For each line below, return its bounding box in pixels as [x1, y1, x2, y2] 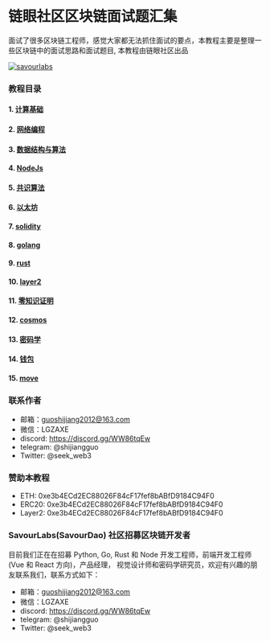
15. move [8, 373, 39, 383]
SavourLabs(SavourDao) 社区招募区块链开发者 [8, 530, 191, 541]
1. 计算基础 [8, 105, 44, 114]
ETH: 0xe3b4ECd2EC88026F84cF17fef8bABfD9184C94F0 [19, 491, 215, 501]
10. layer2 [8, 277, 42, 286]
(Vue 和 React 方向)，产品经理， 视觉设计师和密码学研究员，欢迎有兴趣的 [8, 560, 251, 569]
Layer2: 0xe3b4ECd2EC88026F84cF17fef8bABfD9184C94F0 [19, 508, 223, 518]
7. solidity [8, 222, 42, 232]
